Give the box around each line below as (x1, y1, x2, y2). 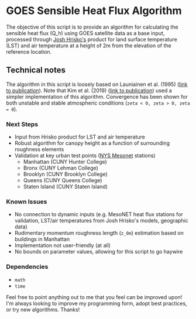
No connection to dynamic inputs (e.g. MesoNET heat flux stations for (14, 211, 183, 218)
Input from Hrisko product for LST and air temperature (14, 133, 145, 141)
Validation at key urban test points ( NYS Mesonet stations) (14, 152, 156, 159)
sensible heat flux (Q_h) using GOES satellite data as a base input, (6, 29, 165, 36)
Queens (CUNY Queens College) (23, 177, 102, 184)
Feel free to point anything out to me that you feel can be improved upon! (6, 293, 183, 300)
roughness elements (14, 146, 64, 153)
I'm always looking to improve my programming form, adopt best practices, (6, 300, 187, 307)
